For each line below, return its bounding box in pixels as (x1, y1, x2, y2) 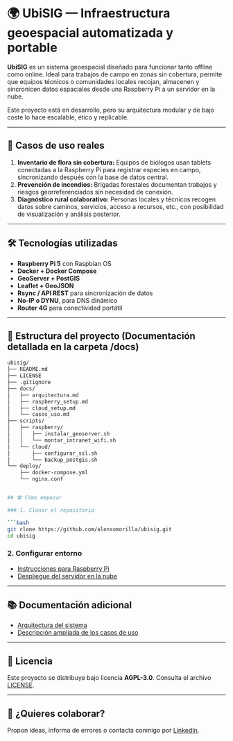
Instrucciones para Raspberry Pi (17, 564, 110, 573)
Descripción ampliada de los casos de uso (17, 628, 139, 637)
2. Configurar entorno (7, 549, 83, 558)
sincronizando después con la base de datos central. (17, 173, 169, 181)
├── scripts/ (7, 417, 45, 424)
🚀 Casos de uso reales (7, 140, 105, 151)
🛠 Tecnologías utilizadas (7, 238, 118, 249)
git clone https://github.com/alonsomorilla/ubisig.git (7, 526, 172, 533)
